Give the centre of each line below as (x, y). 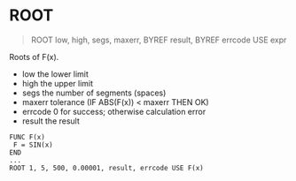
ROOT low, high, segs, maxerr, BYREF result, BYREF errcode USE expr (159, 40)
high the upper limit (58, 83)
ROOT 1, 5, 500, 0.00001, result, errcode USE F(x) (106, 168)
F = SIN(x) (33, 145)
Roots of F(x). (34, 57)
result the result (51, 121)
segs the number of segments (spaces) (94, 93)
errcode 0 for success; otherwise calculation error (114, 111)
